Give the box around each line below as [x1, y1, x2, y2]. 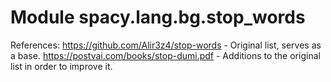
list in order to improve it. [10, 60, 113, 72]
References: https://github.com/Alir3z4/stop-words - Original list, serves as [10, 39, 322, 51]
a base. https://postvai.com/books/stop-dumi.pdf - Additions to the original [10, 49, 321, 61]
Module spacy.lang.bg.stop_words [10, 6, 306, 29]
